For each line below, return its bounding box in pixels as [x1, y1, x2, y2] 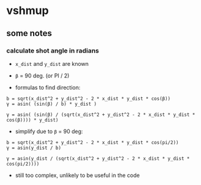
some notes [6, 28, 52, 38]
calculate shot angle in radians [6, 46, 100, 55]
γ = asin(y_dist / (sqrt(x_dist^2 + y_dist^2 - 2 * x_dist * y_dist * [6, 155, 190, 162]
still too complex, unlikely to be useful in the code [15, 172, 141, 179]
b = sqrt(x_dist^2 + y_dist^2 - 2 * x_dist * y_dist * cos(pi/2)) [6, 139, 179, 145]
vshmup [6, 4, 49, 18]
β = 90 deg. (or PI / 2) [15, 71, 70, 79]
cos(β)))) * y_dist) [6, 117, 59, 123]
